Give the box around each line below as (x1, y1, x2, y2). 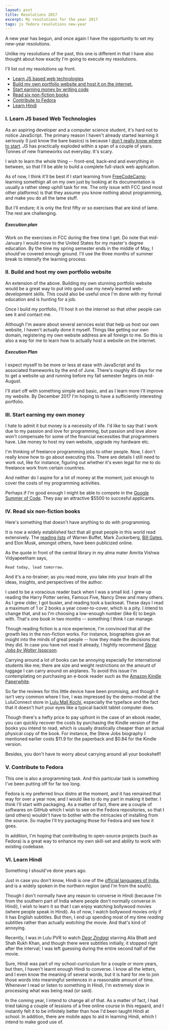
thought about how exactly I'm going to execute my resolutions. (5, 56, 138, 62)
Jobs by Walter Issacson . (5, 647, 58, 654)
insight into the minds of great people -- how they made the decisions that (5, 636, 160, 642)
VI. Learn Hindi (5, 856, 42, 863)
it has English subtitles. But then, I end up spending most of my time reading (5, 914, 164, 920)
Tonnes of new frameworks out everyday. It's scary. (5, 148, 114, 155)
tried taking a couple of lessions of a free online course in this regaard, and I (5, 1003, 164, 1009)
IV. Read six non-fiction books (5, 508, 81, 515)
